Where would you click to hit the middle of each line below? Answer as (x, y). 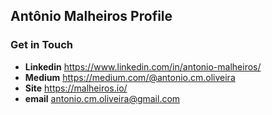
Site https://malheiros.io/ (76, 88)
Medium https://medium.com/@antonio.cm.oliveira (130, 77)
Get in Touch (42, 45)
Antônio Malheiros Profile (91, 16)
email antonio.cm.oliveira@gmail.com (102, 98)
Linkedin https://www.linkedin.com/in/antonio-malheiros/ (143, 66)
